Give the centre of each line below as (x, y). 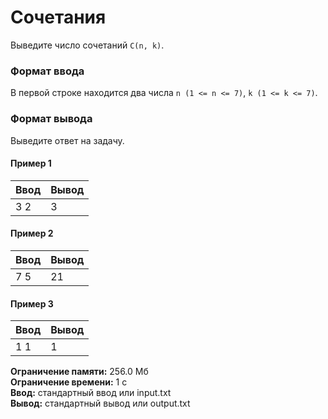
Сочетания (58, 17)
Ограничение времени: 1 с (69, 382)
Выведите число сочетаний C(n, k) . (87, 45)
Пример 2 (32, 233)
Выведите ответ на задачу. (67, 140)
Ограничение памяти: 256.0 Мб (79, 372)
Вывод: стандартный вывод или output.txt (100, 403)
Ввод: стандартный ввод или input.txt (91, 393)
